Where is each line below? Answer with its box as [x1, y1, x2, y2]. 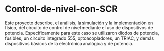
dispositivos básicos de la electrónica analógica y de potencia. [5, 40, 133, 46]
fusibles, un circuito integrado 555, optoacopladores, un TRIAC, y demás [5, 35, 154, 41]
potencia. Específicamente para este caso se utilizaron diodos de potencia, [5, 30, 159, 36]
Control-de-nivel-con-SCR [5, 3, 118, 15]
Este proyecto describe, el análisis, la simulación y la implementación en [5, 20, 153, 25]
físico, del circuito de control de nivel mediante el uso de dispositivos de [5, 25, 153, 30]
